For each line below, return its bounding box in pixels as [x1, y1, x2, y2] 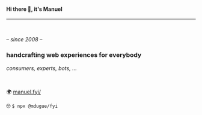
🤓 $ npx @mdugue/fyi [6, 102, 58, 109]
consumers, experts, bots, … [6, 64, 77, 72]
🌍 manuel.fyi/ [6, 88, 41, 95]
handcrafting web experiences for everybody [6, 51, 142, 59]
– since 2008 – [6, 36, 43, 43]
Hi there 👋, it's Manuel [6, 5, 63, 13]
